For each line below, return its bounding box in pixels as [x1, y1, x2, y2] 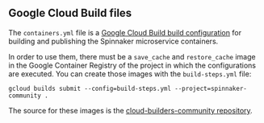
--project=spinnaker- [174, 84, 248, 92]
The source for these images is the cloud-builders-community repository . [8, 105, 253, 115]
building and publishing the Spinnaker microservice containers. [8, 36, 219, 46]
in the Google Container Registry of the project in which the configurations [8, 60, 257, 70]
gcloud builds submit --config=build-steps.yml [8, 84, 172, 92]
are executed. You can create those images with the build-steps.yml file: [8, 68, 252, 79]
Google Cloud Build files [8, 6, 132, 20]
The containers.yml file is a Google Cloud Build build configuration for [8, 27, 242, 37]
